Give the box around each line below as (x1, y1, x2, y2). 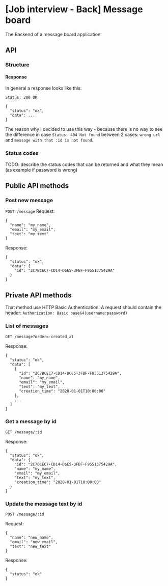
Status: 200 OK (5, 95, 38, 100)
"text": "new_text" (10, 544, 51, 549)
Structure (5, 61, 30, 68)
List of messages (5, 322, 48, 329)
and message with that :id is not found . (5, 137, 94, 143)
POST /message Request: (5, 208, 55, 214)
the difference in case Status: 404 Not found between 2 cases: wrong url (5, 131, 160, 138)
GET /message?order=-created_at (5, 334, 74, 339)
